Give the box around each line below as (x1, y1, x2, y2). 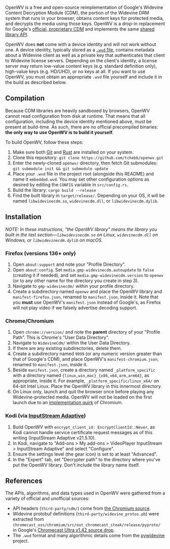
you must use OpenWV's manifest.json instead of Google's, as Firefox (12, 299, 161, 305)
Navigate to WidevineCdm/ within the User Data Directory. (12, 340, 131, 346)
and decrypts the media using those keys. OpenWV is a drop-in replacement (5, 20, 165, 27)
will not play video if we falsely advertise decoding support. (12, 305, 138, 311)
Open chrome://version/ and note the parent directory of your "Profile (12, 329, 160, 335)
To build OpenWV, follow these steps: (5, 139, 84, 145)
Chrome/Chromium (5, 317, 54, 325)
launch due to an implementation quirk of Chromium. (12, 400, 123, 406)
